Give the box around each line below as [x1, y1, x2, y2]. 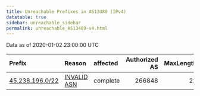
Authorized [126, 56, 159, 64]
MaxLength [164, 59, 198, 68]
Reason [64, 59, 86, 68]
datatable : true [6, 14, 46, 20]
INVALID [64, 73, 88, 81]
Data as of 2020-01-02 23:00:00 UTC [6, 41, 99, 49]
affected [93, 59, 118, 68]
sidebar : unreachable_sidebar [6, 20, 82, 25]
